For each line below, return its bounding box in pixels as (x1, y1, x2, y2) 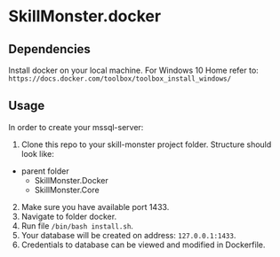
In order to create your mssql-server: (8, 121, 144, 132)
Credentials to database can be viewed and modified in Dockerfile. (20, 239, 266, 250)
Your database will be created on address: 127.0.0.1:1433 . (20, 230, 236, 240)
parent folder (20, 166, 69, 176)
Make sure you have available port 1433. (20, 201, 170, 212)
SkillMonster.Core (34, 184, 100, 195)
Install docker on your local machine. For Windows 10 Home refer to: (8, 65, 259, 75)
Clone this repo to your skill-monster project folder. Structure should (20, 139, 272, 150)
